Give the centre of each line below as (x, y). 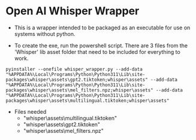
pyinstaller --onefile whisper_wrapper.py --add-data (74, 69)
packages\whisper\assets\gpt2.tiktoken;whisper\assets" (77, 80)
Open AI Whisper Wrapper (73, 11)
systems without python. (45, 34)
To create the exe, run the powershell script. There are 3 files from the (101, 45)
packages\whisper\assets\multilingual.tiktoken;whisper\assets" (88, 101)
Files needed (30, 111)
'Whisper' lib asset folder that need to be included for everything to (97, 51)
